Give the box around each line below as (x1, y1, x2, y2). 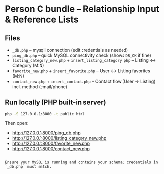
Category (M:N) (12, 63, 44, 68)
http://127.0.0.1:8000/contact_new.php (12, 145, 90, 152)
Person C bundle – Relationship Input (5, 3, 160, 15)
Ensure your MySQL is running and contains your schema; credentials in (5, 160, 158, 165)
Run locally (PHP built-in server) (5, 98, 106, 107)
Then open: (5, 120, 29, 126)
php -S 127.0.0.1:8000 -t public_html (5, 111, 85, 116)
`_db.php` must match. (5, 164, 52, 169)
